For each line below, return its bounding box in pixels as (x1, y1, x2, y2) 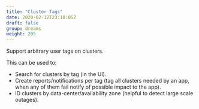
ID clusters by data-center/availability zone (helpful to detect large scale (14, 90, 194, 97)
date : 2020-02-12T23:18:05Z (6, 14, 77, 20)
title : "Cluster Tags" (6, 8, 63, 15)
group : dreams (6, 25, 42, 32)
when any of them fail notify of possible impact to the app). (14, 83, 161, 90)
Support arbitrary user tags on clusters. (6, 47, 104, 54)
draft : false (6, 20, 39, 26)
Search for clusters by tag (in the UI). (14, 71, 107, 78)
